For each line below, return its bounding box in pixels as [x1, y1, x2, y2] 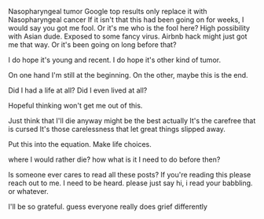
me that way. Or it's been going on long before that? [8, 40, 177, 49]
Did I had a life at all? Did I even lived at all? [8, 86, 148, 95]
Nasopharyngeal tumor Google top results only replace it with [8, 7, 207, 16]
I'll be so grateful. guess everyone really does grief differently [8, 202, 208, 211]
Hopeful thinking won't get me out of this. [8, 101, 143, 110]
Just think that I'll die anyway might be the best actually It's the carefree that [8, 116, 256, 125]
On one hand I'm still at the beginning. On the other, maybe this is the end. [8, 71, 249, 79]
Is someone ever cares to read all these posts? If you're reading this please [8, 170, 251, 179]
